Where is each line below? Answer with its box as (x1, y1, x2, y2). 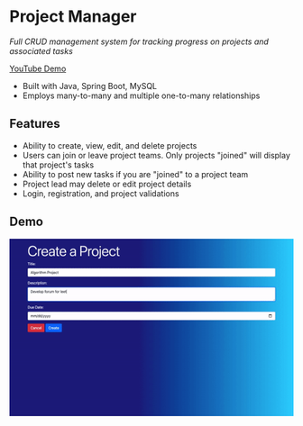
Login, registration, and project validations (22, 187, 179, 199)
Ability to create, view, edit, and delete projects (22, 140, 197, 150)
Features (9, 116, 60, 131)
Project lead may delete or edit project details (22, 178, 192, 189)
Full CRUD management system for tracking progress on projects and (9, 36, 269, 47)
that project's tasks (22, 159, 95, 170)
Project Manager (9, 6, 137, 27)
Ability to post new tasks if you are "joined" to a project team (22, 168, 249, 179)
